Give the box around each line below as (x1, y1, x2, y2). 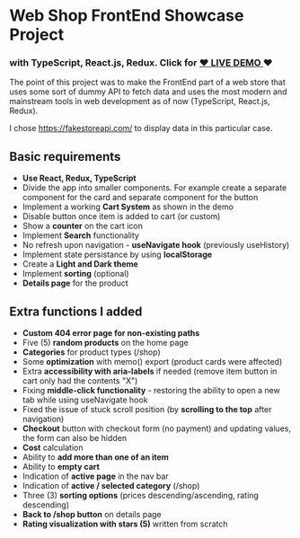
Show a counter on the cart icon (22, 221, 144, 232)
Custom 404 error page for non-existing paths (22, 328, 200, 339)
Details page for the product (22, 278, 128, 288)
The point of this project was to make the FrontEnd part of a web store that (9, 77, 286, 88)
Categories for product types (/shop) (22, 347, 161, 357)
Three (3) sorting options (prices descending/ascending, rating (22, 490, 259, 501)
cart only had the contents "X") (22, 375, 138, 386)
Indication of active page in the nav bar (22, 471, 169, 481)
